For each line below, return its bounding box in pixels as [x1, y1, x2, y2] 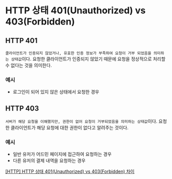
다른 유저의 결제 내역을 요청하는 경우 [12, 158, 86, 164]
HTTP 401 [5, 36, 37, 45]
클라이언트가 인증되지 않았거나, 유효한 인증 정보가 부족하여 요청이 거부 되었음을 [5, 51, 151, 56]
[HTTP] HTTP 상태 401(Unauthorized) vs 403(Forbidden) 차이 [5, 168, 135, 174]
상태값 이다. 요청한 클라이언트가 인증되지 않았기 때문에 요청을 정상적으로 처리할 [11, 56, 166, 62]
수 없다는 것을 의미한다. [5, 62, 52, 68]
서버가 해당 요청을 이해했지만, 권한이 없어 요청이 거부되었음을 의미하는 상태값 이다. [5, 118, 158, 124]
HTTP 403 [5, 104, 40, 113]
